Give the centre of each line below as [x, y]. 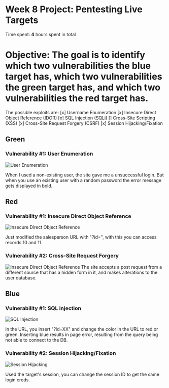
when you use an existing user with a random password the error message [83, 180]
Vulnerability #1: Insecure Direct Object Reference [68, 216]
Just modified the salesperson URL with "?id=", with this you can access [81, 237]
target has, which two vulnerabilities [84, 77]
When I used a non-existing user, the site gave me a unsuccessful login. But [84, 175]
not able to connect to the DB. [37, 340]
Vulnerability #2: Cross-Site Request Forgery [62, 256]
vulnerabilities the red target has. [77, 98]
